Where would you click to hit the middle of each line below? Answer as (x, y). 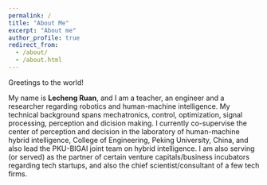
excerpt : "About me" (43, 30)
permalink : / (30, 15)
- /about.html (39, 60)
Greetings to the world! (46, 82)
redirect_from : (33, 45)
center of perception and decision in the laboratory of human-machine (124, 131)
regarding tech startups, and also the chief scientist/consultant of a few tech (134, 165)
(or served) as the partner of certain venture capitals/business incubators (129, 156)
